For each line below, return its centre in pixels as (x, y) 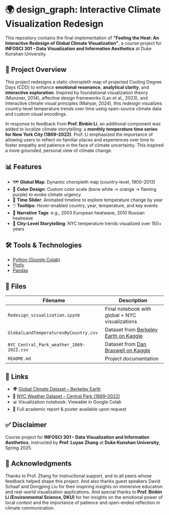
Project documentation (132, 359)
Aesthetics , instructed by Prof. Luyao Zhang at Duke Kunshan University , (83, 442)
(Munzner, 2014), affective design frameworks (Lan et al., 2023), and (77, 98)
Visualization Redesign (54, 24)
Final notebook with (128, 309)
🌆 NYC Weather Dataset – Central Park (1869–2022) (66, 396)
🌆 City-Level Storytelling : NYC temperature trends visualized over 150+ (87, 223)
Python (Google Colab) (36, 260)
